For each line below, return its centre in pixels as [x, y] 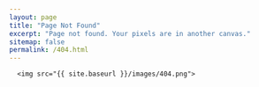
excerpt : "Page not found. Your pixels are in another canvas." [130, 33]
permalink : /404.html [49, 50]
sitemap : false [37, 42]
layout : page [33, 17]
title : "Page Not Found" [55, 25]
